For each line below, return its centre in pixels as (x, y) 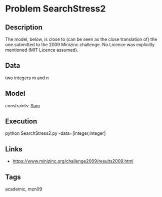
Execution (21, 122)
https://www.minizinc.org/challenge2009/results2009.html (73, 161)
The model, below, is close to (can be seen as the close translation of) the (81, 39)
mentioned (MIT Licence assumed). (42, 50)
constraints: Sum (22, 105)
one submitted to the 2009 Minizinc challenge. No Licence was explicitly (80, 45)
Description (24, 27)
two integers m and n (27, 78)
